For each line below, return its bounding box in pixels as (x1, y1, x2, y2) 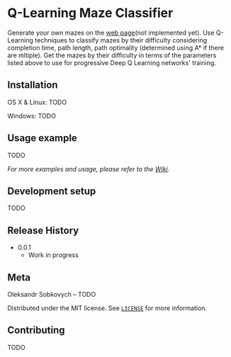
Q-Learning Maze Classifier (7, 5, 174, 21)
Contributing (7, 324, 65, 336)
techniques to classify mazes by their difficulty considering (35, 35, 208, 44)
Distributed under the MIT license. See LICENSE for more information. (7, 304, 208, 312)
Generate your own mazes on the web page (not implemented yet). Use (7, 28, 215, 37)
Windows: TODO (7, 111, 57, 120)
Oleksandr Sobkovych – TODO (7, 290, 96, 298)
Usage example (7, 132, 78, 144)
